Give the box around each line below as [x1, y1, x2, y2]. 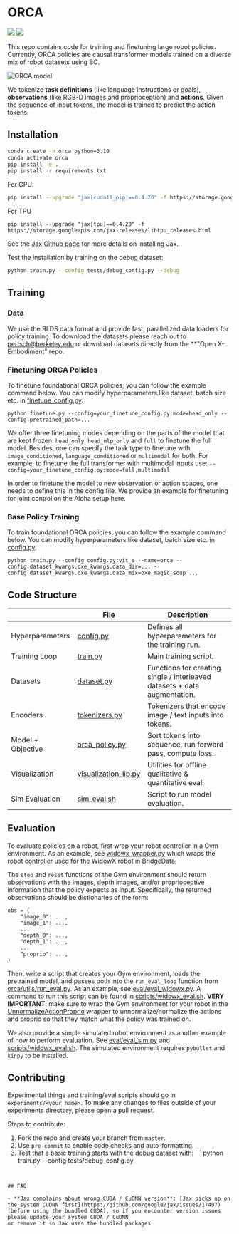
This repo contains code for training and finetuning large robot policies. [7, 42, 216, 51]
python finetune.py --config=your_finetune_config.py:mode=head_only [7, 410, 218, 417]
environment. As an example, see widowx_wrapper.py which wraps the [7, 849, 216, 857]
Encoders [11, 710, 43, 720]
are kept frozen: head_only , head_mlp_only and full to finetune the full [7, 436, 212, 445]
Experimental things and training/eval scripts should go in [7, 1091, 176, 1099]
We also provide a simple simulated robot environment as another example [7, 1028, 226, 1037]
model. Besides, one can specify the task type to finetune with [7, 443, 191, 452]
